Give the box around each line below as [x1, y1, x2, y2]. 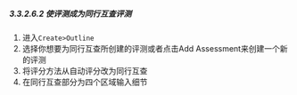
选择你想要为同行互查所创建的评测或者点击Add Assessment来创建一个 [21, 43, 281, 53]
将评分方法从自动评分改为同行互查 [21, 65, 148, 75]
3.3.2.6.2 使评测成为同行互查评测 [9, 8, 132, 19]
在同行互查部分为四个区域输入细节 [21, 76, 148, 87]
